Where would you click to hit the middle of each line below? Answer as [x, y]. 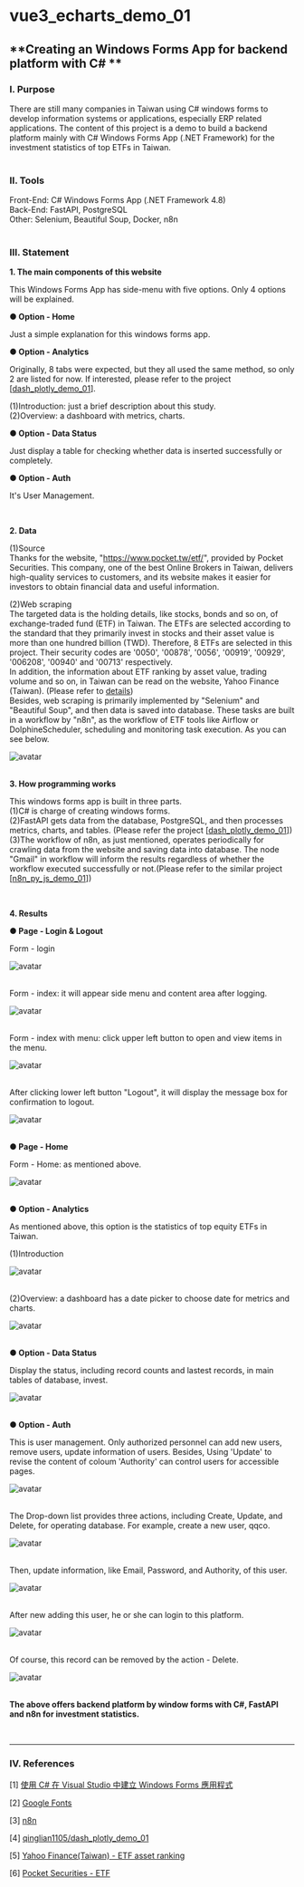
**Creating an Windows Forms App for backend [148, 49]
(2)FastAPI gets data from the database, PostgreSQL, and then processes [146, 821]
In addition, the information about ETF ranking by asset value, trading [138, 672]
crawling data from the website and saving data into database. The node [144, 850]
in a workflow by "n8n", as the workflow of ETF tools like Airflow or [134, 720]
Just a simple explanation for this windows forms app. [110, 334]
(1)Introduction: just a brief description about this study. [113, 406]
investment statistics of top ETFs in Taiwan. [90, 147]
